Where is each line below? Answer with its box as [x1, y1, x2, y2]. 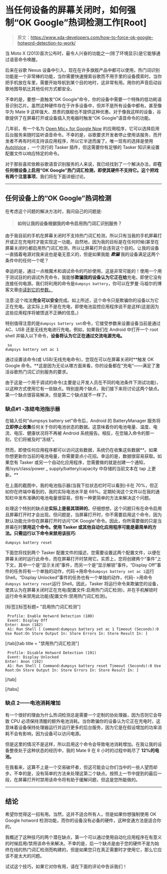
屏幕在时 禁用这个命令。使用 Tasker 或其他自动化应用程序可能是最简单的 [5, 524, 153, 530]
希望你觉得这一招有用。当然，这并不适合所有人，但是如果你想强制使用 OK [5, 811, 157, 817]
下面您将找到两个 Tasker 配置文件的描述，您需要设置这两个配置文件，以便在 [5, 549, 161, 555]
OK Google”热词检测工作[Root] [18, 17, 147, 28]
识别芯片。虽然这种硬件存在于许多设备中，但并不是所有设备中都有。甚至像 [9, 103, 162, 109]
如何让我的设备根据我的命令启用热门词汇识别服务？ [17, 220, 122, 226]
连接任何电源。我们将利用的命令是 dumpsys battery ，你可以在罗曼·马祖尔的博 [5, 280, 162, 286]
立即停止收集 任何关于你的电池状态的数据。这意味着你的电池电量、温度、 [5, 424, 153, 430]
